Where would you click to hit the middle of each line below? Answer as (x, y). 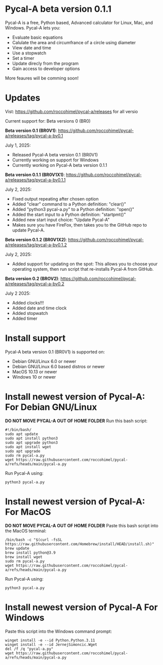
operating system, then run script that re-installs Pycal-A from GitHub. (83, 269)
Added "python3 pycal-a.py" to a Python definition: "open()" (73, 209)
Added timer (25, 318)
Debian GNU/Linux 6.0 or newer (44, 361)
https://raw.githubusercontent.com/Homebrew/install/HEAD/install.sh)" (80, 544)
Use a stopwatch (29, 53)
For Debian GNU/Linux (51, 407)
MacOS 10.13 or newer (35, 372)
